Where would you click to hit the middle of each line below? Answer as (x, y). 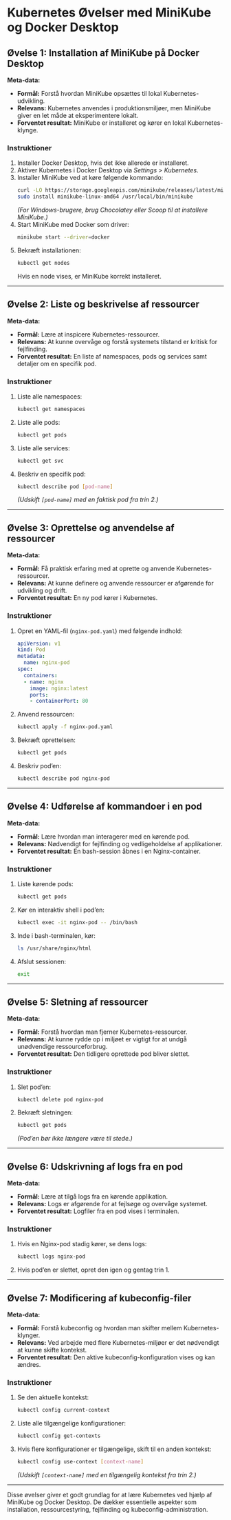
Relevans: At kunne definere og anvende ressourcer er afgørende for (115, 583)
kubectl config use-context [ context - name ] (80, 1462)
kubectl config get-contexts (59, 1436)
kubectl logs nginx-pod (51, 1257)
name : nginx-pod (47, 663)
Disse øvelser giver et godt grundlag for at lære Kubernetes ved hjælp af (110, 1495)
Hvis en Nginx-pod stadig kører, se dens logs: (82, 1244)
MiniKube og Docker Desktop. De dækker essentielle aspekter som (102, 1502)
